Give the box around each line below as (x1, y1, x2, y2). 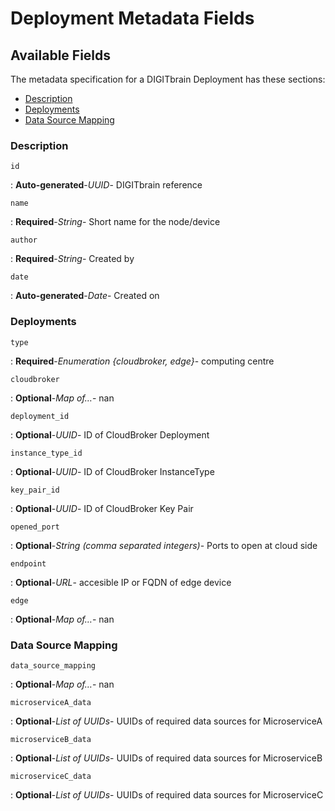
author (10, 235, 38, 246)
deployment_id (10, 411, 70, 421)
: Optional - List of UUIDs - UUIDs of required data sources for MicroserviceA (10, 715, 323, 727)
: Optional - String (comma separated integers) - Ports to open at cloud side (10, 539, 318, 551)
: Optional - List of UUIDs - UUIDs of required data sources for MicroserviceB (10, 752, 323, 764)
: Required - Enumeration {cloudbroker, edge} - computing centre (10, 355, 275, 367)
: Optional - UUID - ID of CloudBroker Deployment (10, 428, 210, 441)
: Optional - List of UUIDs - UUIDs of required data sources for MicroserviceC (10, 788, 324, 801)
